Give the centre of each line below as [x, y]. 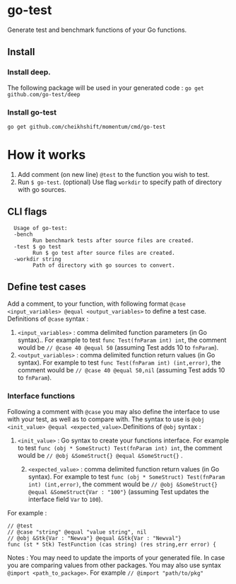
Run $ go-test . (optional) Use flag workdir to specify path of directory [119, 182]
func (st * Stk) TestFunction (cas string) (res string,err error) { [112, 544]
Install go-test [32, 112]
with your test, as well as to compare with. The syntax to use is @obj [106, 419]
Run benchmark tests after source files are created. [113, 240]
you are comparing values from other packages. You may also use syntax [114, 565]
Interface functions [41, 396]
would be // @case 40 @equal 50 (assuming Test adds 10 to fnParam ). [118, 348]
